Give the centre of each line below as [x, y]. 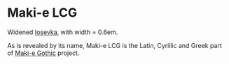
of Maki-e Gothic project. [43, 53]
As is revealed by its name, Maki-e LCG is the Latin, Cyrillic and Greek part [114, 45]
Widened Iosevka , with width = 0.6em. [63, 32]
